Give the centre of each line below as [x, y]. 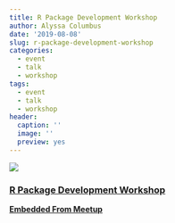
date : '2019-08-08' [46, 34]
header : [24, 117]
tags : [19, 84]
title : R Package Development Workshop [83, 17]
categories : [31, 51]
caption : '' [40, 126]
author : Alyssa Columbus [55, 26]
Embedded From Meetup [56, 210]
